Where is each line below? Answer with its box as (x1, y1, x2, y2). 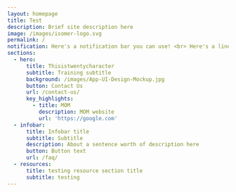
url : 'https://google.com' (38, 115, 118, 122)
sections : (7, 50, 37, 57)
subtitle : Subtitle (25, 134, 83, 141)
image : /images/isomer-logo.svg (7, 30, 102, 37)
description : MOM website (38, 108, 114, 115)
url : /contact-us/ (25, 89, 80, 96)
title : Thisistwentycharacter (25, 63, 114, 70)
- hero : (13, 56, 37, 63)
